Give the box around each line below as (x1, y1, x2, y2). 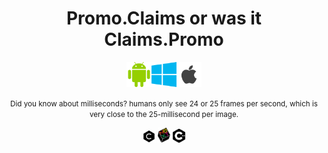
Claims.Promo (104, 28, 224, 51)
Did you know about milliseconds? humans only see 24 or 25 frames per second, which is (10, 98, 318, 109)
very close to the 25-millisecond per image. (89, 109, 239, 119)
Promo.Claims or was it (65, 7, 263, 30)
